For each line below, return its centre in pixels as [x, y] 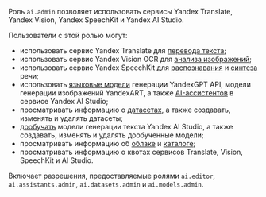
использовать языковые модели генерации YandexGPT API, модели [135, 84]
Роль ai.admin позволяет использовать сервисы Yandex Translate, [120, 12]
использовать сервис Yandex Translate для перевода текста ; [123, 50]
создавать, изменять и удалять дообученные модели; [112, 135]
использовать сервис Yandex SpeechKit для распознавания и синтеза [139, 68]
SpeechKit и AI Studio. [56, 160]
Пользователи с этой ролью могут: [68, 35]
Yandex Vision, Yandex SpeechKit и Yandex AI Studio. [96, 20]
